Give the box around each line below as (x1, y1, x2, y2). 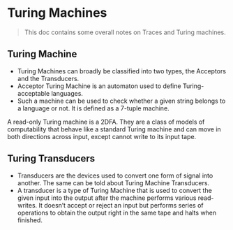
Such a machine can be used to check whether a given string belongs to (17, 96, 226, 105)
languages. (51, 89, 84, 97)
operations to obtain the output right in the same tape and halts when (17, 208, 217, 217)
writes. (17, 201, 38, 209)
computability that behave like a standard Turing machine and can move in (7, 124, 221, 134)
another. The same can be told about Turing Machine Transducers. (17, 178, 210, 187)
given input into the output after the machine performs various (17, 194, 197, 202)
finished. (17, 215, 43, 224)
